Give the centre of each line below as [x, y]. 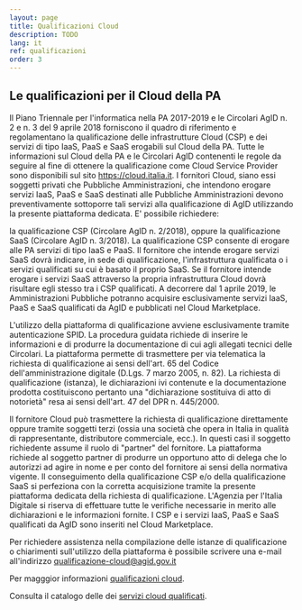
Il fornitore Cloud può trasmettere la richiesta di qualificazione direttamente [149, 419]
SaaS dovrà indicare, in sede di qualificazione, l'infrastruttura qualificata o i [149, 259]
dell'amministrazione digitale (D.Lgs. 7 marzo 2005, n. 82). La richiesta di [145, 373]
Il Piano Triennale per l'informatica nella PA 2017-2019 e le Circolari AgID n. [148, 117]
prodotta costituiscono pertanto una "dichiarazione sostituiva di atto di [140, 392]
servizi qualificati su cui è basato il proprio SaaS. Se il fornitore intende [141, 269]
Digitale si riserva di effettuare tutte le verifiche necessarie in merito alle [143, 505]
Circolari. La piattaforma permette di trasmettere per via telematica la [137, 353]
